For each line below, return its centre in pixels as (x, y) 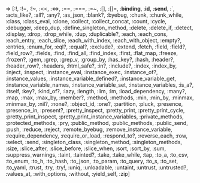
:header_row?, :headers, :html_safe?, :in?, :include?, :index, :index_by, (91, 66)
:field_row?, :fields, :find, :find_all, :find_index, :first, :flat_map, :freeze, (92, 53)
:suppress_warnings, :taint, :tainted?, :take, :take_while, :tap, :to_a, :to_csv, (97, 155)
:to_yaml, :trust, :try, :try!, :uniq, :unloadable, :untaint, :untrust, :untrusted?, (97, 167)
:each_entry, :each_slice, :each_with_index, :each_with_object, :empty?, (94, 40)
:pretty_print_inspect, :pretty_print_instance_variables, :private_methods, (95, 117)
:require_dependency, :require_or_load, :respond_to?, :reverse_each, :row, (97, 136)
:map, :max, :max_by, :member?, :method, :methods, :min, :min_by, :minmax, (100, 97)
